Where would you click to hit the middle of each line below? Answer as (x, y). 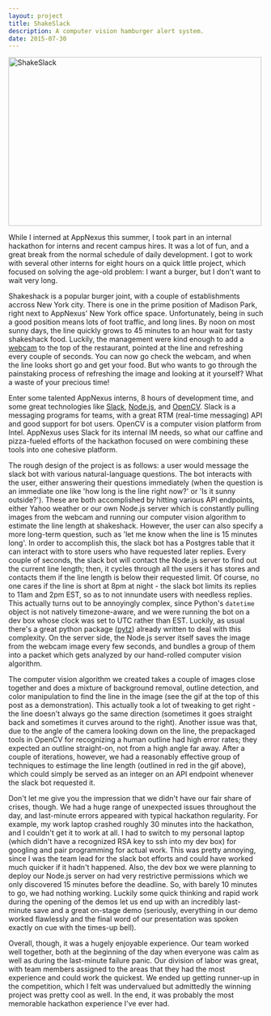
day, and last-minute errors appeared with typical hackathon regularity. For (133, 816)
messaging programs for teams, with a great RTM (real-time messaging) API (135, 415)
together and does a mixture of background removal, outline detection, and (133, 688)
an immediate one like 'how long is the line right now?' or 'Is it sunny (122, 491)
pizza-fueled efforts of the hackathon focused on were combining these (129, 441)
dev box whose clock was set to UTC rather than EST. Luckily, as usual (127, 620)
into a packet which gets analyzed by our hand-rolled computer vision (125, 655)
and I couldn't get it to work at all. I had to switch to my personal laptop (127, 833)
